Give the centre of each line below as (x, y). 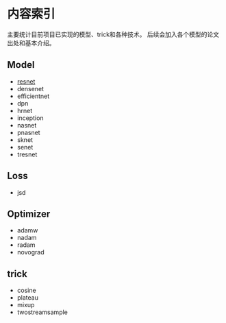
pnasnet (28, 132)
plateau (28, 298)
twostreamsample (42, 312)
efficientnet (33, 96)
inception (30, 118)
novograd (30, 252)
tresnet (27, 154)
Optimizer (29, 214)
